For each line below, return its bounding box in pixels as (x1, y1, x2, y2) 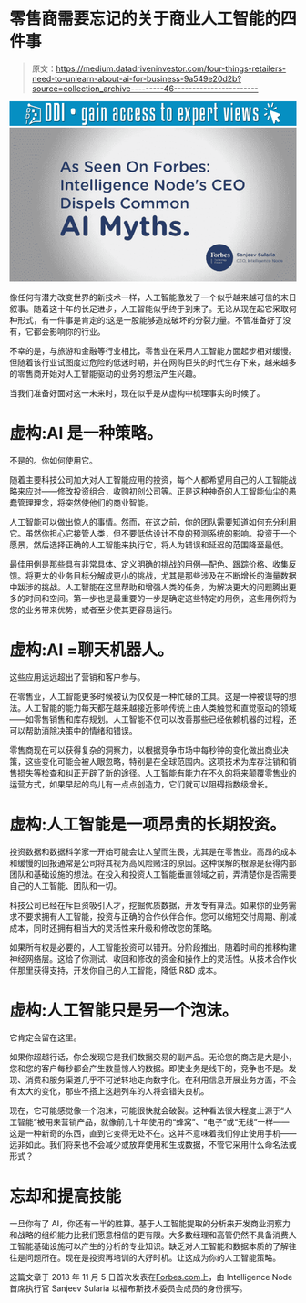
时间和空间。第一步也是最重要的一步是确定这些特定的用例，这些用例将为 (25, 592, 297, 603)
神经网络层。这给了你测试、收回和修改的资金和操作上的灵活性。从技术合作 (9, 953, 289, 964)
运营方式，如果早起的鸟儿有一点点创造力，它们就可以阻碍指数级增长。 (9, 778, 273, 789)
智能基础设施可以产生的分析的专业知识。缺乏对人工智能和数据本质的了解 (16, 1240, 289, 1251)
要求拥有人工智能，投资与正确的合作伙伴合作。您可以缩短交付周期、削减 (25, 911, 297, 922)
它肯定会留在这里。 (9, 1032, 82, 1043)
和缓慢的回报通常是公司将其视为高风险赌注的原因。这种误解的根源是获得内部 (9, 857, 297, 868)
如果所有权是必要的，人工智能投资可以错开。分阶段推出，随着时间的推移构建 (9, 942, 297, 953)
